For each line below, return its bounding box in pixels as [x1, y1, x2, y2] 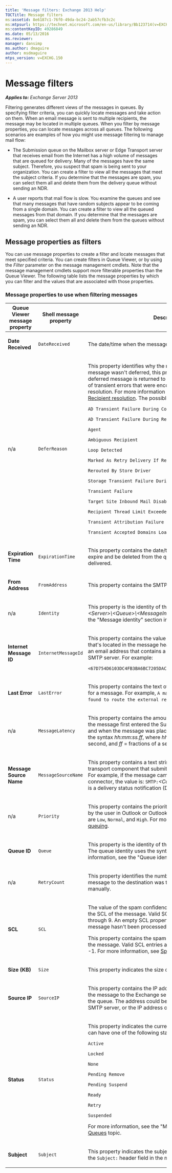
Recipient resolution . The [88, 395, 148, 402]
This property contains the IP [88, 985, 158, 992]
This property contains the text [88, 683, 162, 690]
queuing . [88, 823, 109, 830]
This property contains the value [88, 635, 166, 642]
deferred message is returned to [88, 376, 166, 383]
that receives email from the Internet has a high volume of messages [12, 153, 158, 159]
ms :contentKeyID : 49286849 [5, 27, 63, 32]
